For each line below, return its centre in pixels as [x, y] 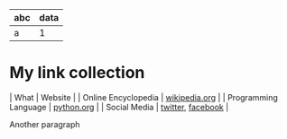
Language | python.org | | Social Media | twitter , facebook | [119, 107]
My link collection [77, 73]
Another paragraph [45, 124]
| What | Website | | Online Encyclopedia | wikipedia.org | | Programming [143, 97]
